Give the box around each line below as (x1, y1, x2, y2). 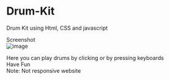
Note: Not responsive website (6, 67, 81, 74)
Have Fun (6, 61, 31, 68)
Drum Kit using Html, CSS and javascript (6, 24, 108, 32)
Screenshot (6, 36, 35, 43)
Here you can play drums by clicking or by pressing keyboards (6, 54, 164, 61)
